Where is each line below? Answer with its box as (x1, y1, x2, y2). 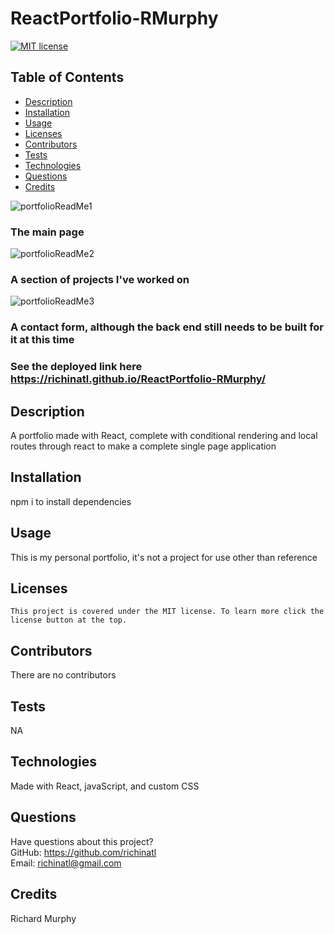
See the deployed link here (10, 360, 143, 374)
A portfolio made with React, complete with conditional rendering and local (10, 430, 318, 441)
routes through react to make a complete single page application (10, 440, 277, 452)
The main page (10, 225, 85, 239)
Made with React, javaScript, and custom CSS (10, 780, 200, 792)
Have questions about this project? (10, 835, 154, 847)
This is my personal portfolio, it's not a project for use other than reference (10, 551, 318, 563)
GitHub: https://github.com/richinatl (10, 846, 157, 858)
